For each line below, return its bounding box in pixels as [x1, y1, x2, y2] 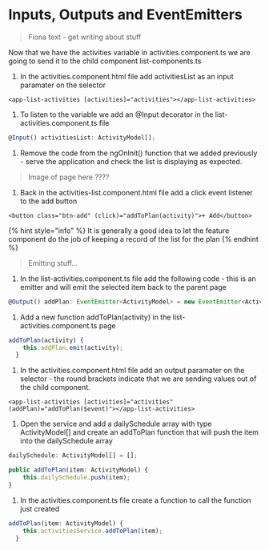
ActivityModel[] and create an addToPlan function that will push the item [19, 428, 259, 437]
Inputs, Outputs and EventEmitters [8, 6, 243, 24]
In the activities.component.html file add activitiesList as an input [19, 71, 234, 81]
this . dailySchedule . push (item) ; [22, 474, 130, 482]
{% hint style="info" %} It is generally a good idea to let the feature [8, 226, 230, 235]
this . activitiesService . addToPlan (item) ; [22, 527, 163, 535]
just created [19, 504, 60, 513]
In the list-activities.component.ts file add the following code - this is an [19, 274, 256, 283]
